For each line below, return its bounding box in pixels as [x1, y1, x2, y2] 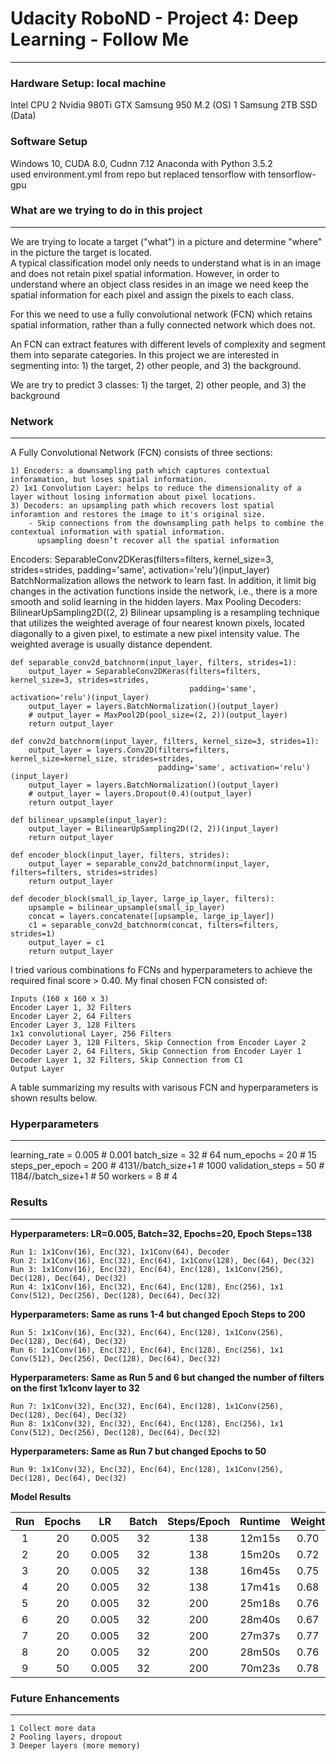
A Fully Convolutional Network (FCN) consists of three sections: [10, 447, 273, 459]
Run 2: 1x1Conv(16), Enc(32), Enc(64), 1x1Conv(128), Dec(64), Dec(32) [10, 1255, 315, 1266]
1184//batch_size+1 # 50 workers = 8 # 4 [10, 1170, 178, 1182]
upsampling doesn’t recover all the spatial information [36, 536, 280, 546]
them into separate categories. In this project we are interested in [10, 348, 279, 361]
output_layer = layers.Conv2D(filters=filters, [28, 745, 230, 756]
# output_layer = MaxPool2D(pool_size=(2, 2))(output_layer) [28, 710, 288, 721]
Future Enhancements [10, 1691, 120, 1705]
